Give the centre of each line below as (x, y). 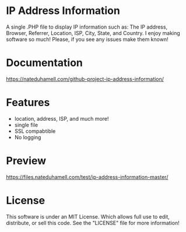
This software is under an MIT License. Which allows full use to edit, (88, 216)
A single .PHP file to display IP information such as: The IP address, (87, 27)
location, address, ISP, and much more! (62, 118)
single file (26, 125)
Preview (26, 161)
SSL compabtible (35, 131)
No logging (28, 137)
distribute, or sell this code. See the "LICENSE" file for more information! (93, 223)
